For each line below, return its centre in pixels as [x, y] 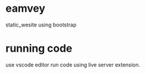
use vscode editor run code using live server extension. [73, 65]
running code [39, 48]
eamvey [25, 9]
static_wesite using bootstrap [41, 25]
